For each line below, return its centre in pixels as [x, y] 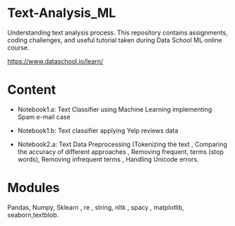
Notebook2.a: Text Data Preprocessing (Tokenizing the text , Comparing [122, 144]
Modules [34, 188]
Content [32, 90]
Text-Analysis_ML [62, 13]
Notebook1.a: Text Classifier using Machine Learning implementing [115, 109]
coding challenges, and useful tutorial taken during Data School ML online [115, 40]
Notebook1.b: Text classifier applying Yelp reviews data [98, 130]
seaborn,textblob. [33, 215]
